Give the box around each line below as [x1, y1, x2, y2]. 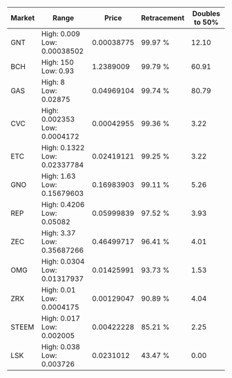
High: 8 [41, 77, 66, 87]
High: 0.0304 [41, 257, 85, 266]
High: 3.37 [41, 228, 76, 237]
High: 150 [41, 58, 75, 67]
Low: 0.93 [41, 66, 75, 75]
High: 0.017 [41, 314, 81, 323]
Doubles [192, 9, 221, 18]
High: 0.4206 [41, 200, 85, 209]
